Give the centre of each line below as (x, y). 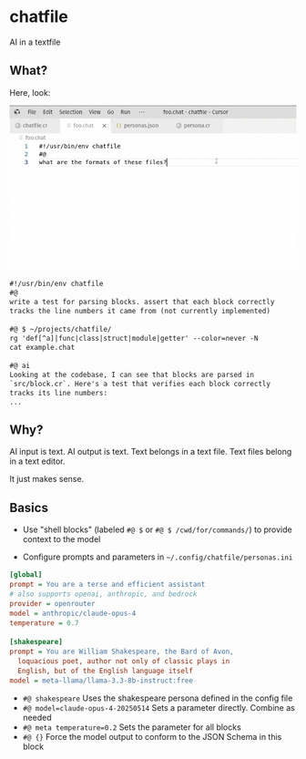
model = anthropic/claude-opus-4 (73, 613)
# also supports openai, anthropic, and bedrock (103, 594)
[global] (26, 575)
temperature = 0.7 (44, 623)
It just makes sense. (47, 479)
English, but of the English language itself (106, 672)
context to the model (61, 539)
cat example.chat (42, 347)
